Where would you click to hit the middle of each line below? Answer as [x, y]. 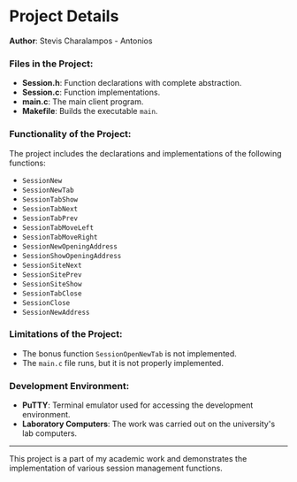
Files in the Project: [51, 64]
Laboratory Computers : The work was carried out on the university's [148, 424]
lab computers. [49, 433]
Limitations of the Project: [66, 334]
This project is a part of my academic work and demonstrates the [128, 459]
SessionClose [46, 302]
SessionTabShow [50, 199]
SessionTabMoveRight [60, 237]
